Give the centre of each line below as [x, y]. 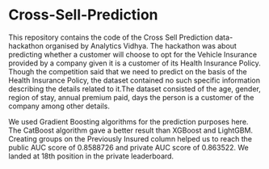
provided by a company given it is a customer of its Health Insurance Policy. [134, 63]
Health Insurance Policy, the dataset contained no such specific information [134, 80]
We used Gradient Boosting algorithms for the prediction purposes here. [128, 121]
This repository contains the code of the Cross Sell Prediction [111, 37]
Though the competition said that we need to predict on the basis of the [128, 71]
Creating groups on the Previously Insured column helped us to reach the [130, 138]
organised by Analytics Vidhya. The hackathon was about [141, 45]
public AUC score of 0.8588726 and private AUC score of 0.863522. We [128, 147]
